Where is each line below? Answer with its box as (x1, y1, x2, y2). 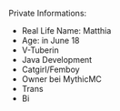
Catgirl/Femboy (21, 64, 80, 75)
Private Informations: (8, 8, 87, 18)
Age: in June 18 (21, 35, 80, 45)
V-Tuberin (21, 45, 60, 55)
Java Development (21, 55, 93, 65)
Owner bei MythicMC (21, 74, 102, 85)
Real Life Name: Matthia (21, 25, 112, 35)
